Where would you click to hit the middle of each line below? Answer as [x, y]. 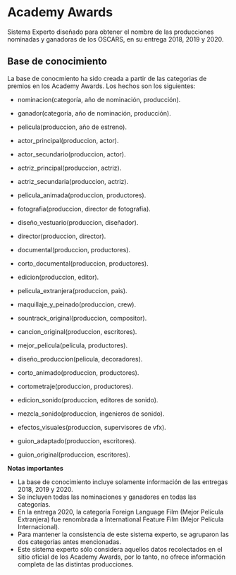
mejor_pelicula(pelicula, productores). [73, 345]
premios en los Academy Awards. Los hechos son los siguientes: [101, 86]
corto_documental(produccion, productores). [83, 263]
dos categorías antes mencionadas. [69, 542]
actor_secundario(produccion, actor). [72, 154]
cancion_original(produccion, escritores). [77, 331]
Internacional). [38, 526]
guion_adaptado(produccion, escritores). [77, 440]
